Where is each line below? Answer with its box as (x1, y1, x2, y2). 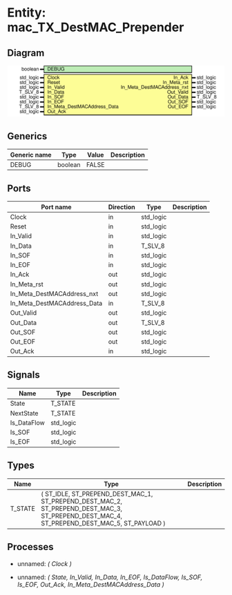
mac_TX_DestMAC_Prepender (7, 19, 184, 35)
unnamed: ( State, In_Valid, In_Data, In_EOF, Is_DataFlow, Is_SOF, (17, 573, 203, 581)
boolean (57, 160, 81, 168)
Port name (41, 202, 72, 211)
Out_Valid (10, 309, 37, 317)
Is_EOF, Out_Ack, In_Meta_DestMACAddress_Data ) (17, 580, 164, 588)
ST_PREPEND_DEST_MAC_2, (41, 497, 123, 505)
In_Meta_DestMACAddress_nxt (10, 289, 99, 297)
